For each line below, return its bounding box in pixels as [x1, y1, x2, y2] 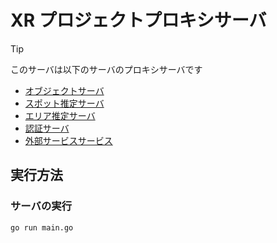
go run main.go [10, 222, 74, 233]
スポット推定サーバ [24, 97, 105, 109]
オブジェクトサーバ [24, 84, 105, 96]
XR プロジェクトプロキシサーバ [10, 9, 267, 32]
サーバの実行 [10, 199, 72, 213]
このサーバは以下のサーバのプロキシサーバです [10, 63, 203, 75]
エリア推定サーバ [24, 109, 96, 121]
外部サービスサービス [24, 134, 113, 146]
